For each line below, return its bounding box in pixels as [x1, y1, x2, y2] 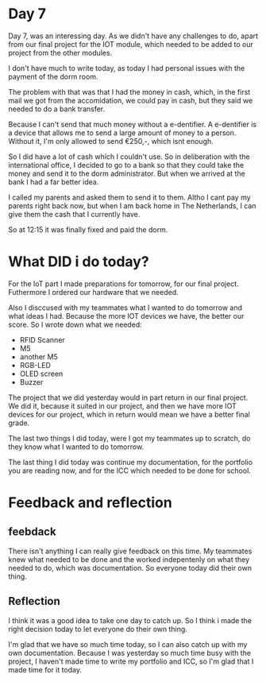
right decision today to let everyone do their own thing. [8, 624, 188, 634]
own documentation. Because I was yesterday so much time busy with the [8, 648, 252, 657]
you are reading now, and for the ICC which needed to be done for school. [8, 466, 252, 475]
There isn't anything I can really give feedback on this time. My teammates [8, 546, 253, 556]
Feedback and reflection [8, 494, 172, 512]
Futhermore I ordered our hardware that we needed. [8, 287, 179, 296]
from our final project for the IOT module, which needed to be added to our [8, 39, 254, 48]
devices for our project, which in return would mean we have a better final [8, 409, 250, 419]
